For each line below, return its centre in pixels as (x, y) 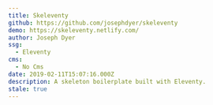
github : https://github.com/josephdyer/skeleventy (93, 23)
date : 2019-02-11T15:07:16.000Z (61, 74)
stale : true (28, 89)
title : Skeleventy (38, 15)
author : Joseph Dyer (42, 37)
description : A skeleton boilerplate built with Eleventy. (107, 81)
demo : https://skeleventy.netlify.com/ (74, 30)
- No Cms (30, 67)
